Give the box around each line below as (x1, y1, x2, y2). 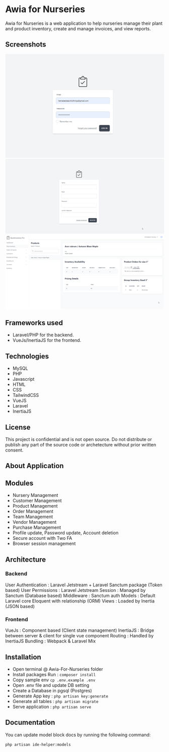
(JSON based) (5, 603, 35, 609)
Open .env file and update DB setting (12, 682, 90, 688)
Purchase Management (12, 524, 62, 531)
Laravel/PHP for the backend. (12, 332, 74, 338)
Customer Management (12, 497, 62, 504)
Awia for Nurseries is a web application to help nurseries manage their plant (5, 20, 163, 26)
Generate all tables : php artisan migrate (12, 698, 99, 704)
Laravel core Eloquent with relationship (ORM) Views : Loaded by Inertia (5, 597, 155, 604)
